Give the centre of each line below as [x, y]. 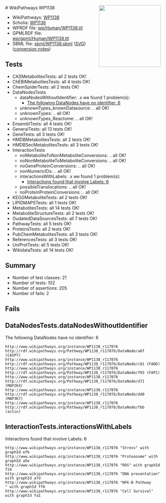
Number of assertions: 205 [40, 288]
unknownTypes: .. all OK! [45, 113]
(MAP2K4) [14, 386]
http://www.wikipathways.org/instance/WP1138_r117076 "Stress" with [77, 448]
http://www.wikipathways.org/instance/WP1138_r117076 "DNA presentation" [83, 474]
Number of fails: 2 [31, 293]
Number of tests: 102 [34, 283]
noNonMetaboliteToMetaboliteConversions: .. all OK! [73, 160]
